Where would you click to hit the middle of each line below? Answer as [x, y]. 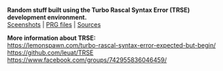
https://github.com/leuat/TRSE [50, 52]
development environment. [47, 17]
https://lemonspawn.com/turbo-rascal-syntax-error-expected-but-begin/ [111, 45]
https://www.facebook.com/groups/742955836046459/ [87, 60]
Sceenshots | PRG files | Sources [54, 24]
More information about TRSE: [51, 38]
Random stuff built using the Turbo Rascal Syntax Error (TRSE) [99, 10]
